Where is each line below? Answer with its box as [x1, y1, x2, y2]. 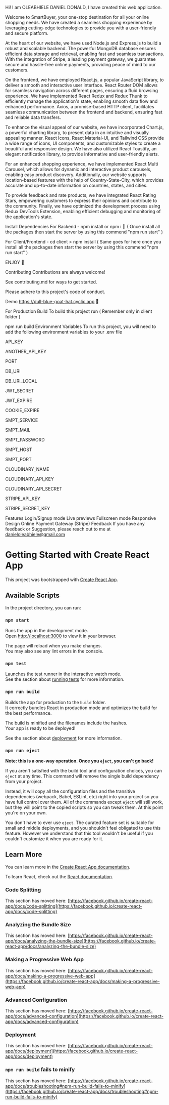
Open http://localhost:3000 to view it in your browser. [5, 633, 117, 639]
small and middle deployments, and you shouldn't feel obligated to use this [5, 825, 161, 831]
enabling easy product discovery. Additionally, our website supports [5, 172, 147, 178]
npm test [5, 661, 27, 666]
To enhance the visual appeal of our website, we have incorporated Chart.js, [5, 124, 164, 130]
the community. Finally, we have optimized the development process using [5, 203, 160, 209]
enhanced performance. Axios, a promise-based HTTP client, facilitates [5, 104, 155, 109]
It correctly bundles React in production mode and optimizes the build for [5, 705, 157, 711]
